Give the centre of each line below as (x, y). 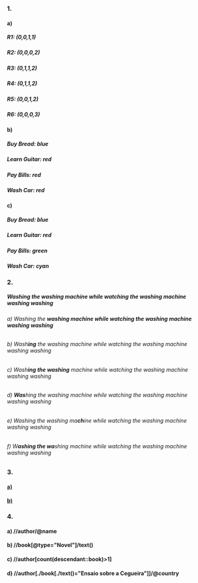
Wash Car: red (26, 190)
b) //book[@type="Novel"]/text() (50, 545)
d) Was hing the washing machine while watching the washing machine (97, 395)
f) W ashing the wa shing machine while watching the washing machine (97, 446)
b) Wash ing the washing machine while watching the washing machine (97, 344)
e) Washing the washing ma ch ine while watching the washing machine (97, 420)
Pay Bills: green (27, 250)
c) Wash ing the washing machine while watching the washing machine (98, 369)
